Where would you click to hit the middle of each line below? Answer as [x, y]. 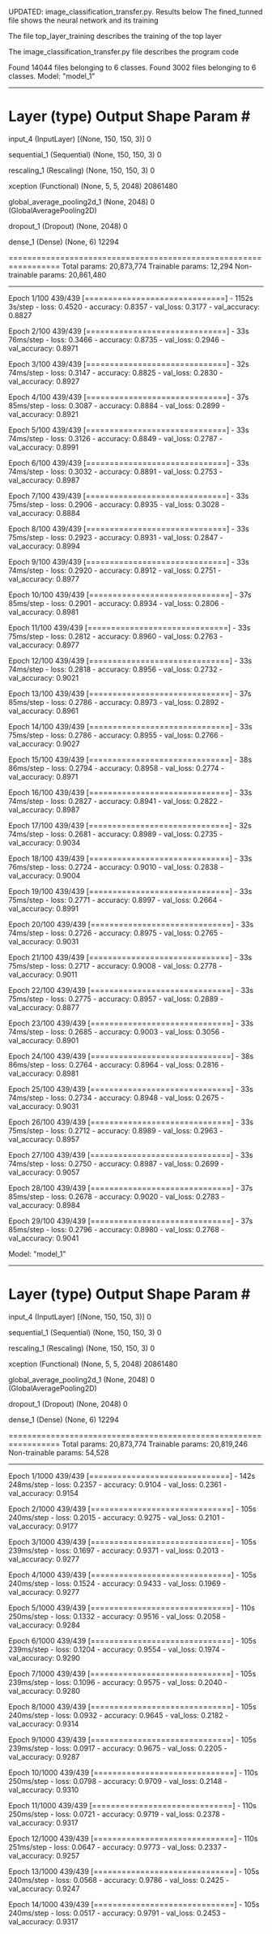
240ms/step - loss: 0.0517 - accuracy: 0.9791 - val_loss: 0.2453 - [117, 1913]
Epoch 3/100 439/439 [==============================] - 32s [129, 363]
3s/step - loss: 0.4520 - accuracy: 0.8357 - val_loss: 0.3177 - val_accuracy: [134, 307]
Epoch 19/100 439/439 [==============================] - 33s [130, 891]
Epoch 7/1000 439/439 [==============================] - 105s [132, 1674]
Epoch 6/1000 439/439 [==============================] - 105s [132, 1640]
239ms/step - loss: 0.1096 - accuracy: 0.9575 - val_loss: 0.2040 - [118, 1682]
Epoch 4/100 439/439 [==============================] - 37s [129, 397]
